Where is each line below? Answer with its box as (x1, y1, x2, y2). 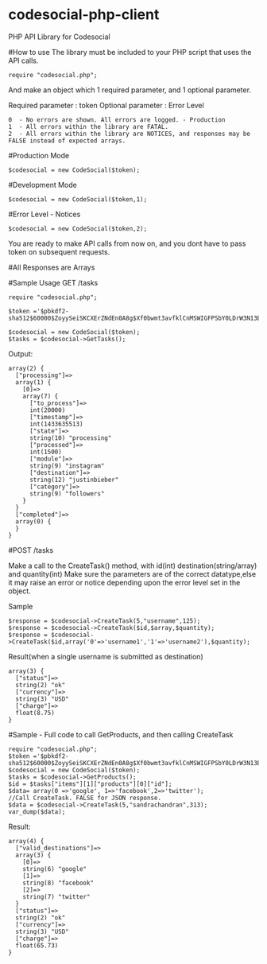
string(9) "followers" (29, 489, 105, 498)
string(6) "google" (22, 865, 87, 873)
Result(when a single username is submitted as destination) (8, 651, 204, 661)
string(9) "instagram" (29, 461, 105, 470)
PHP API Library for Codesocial (8, 32, 110, 41)
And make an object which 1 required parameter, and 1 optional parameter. (8, 85, 252, 95)
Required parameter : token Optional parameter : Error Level (8, 100, 204, 110)
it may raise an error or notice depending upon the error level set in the (8, 577, 241, 587)
